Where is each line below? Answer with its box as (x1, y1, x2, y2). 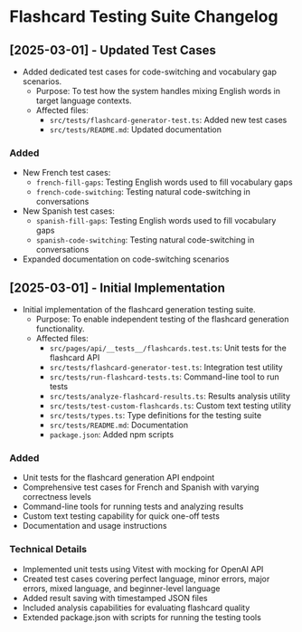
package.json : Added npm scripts (49, 429, 175, 440)
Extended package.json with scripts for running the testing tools (22, 611, 262, 622)
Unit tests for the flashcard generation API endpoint (22, 473, 215, 484)
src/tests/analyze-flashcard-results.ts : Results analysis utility (49, 391, 291, 402)
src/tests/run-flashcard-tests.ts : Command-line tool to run (49, 371, 280, 382)
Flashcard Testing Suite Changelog (9, 6, 278, 27)
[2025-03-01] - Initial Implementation (9, 280, 226, 295)
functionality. (35, 323, 85, 334)
